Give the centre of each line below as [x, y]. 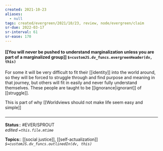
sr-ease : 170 [18, 37]
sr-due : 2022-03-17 [25, 28]
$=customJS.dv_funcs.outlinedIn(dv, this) [49, 144]
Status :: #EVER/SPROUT [30, 125]
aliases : [14, 14]
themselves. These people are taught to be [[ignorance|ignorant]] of [73, 88]
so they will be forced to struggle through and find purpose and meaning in [80, 78]
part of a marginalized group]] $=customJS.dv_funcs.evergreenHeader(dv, [79, 57]
